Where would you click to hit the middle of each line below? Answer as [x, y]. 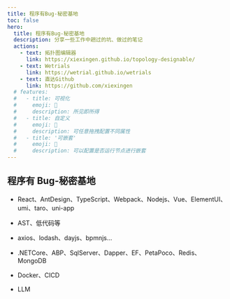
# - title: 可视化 [42, 99]
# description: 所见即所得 [56, 112]
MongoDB [32, 260]
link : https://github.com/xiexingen [79, 86]
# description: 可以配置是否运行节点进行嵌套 [80, 151]
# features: [31, 92]
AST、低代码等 [39, 222]
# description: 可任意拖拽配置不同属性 [72, 131]
